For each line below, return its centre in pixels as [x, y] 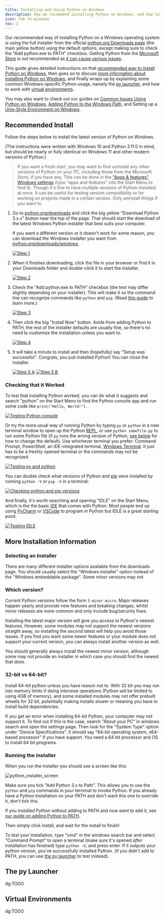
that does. [15, 662]
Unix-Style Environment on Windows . [43, 109]
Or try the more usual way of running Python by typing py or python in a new [82, 425]
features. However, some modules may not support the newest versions [78, 626]
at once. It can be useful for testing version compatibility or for [81, 193]
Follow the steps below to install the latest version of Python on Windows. [80, 137]
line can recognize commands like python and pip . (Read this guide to [83, 298]
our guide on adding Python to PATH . [43, 816]
